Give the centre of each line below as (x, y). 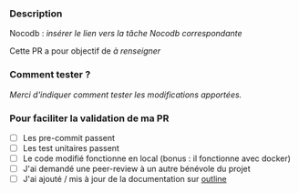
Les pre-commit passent (69, 137)
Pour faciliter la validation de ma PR (89, 118)
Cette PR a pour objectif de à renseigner (85, 51)
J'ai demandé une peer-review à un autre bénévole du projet (136, 169)
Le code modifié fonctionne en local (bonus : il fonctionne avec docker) (157, 158)
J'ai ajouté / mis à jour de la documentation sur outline (124, 179)
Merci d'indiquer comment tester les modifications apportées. (126, 95)
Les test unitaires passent (71, 147)
